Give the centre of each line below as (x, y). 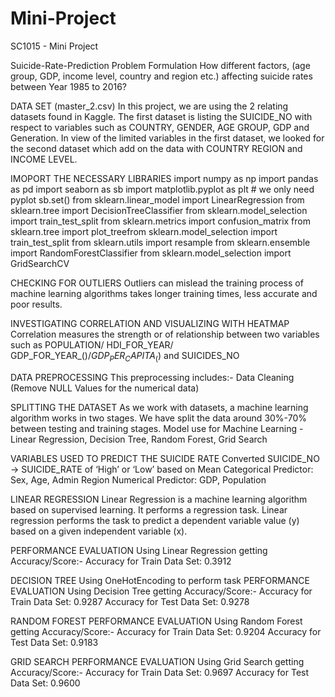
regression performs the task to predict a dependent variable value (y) (155, 520)
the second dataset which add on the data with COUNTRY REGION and (156, 148)
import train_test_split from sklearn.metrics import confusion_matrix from (160, 221)
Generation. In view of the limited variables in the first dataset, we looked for (167, 138)
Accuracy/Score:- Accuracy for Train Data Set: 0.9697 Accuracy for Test (160, 672)
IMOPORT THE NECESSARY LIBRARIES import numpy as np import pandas (164, 178)
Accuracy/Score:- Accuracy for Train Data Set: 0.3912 (121, 561)
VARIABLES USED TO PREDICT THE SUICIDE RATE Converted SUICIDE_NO (165, 458)
